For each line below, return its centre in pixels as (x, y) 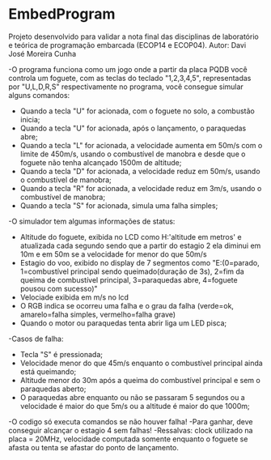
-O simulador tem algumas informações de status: (92, 221)
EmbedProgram (62, 14)
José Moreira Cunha (42, 53)
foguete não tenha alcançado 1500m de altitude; (101, 162)
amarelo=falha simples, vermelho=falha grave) (98, 314)
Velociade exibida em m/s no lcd (74, 297)
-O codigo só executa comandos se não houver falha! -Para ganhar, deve (131, 421)
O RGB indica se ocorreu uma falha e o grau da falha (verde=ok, (127, 305)
